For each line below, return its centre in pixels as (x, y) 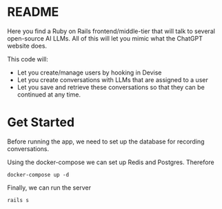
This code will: (28, 59)
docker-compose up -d (38, 175)
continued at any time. (49, 94)
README (33, 12)
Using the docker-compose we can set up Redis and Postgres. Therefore (111, 162)
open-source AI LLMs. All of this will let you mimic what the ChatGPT (105, 38)
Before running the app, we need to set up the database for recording (106, 141)
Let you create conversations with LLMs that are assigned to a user (112, 79)
